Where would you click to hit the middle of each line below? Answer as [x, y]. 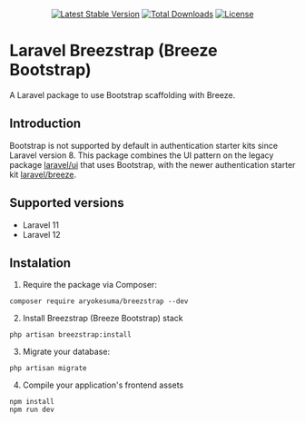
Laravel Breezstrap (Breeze [113, 51]
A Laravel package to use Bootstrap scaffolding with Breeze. [123, 94]
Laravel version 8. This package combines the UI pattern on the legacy [142, 155]
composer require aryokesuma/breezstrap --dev [99, 301]
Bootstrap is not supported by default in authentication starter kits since [144, 145]
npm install [32, 402]
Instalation [40, 263]
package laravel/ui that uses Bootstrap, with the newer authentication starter [152, 164]
